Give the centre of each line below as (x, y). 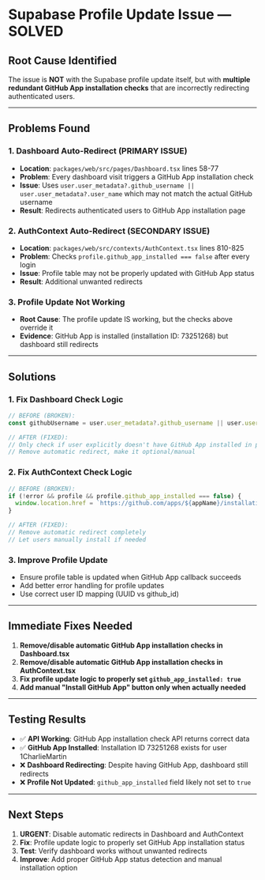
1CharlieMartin (43, 756)
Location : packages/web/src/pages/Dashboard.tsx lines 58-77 (119, 168)
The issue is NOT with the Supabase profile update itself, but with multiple (129, 79)
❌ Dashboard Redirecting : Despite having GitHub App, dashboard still (134, 765)
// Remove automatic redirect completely (77, 533)
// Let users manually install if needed (77, 539)
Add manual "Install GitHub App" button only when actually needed (132, 687)
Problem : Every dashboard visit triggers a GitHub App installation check (136, 176)
